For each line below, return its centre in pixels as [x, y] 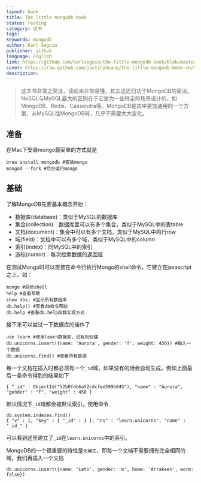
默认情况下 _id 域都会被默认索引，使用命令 [57, 404]
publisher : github [29, 51]
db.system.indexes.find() [38, 415]
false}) [16, 475]
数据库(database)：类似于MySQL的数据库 [66, 217]
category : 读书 [24, 28]
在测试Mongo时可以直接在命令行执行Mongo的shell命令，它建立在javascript [99, 267]
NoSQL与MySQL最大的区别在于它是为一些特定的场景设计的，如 [99, 98]
